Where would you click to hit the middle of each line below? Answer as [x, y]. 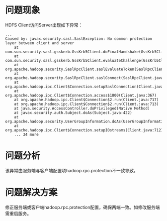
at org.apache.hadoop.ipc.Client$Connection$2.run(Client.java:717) [86, 100]
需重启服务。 [18, 213]
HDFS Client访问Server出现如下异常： [44, 25]
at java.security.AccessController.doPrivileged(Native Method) [82, 108]
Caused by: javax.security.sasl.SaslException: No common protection [79, 39]
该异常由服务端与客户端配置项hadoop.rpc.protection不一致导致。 [72, 170]
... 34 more [26, 134]
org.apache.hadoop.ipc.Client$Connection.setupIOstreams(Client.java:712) [84, 130]
